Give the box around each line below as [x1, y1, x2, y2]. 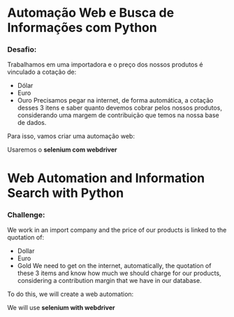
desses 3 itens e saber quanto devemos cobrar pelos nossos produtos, [17, 103, 222, 112]
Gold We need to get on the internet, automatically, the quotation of [17, 261, 212, 270]
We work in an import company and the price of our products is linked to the [7, 226, 227, 234]
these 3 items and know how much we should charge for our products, [17, 269, 221, 277]
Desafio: [7, 45, 37, 54]
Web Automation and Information [7, 170, 205, 186]
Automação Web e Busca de [7, 5, 175, 21]
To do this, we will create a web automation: [7, 290, 134, 298]
